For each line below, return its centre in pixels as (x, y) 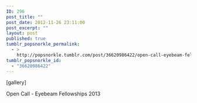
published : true (26, 39)
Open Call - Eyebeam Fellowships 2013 (53, 94)
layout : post (22, 33)
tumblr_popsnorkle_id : (34, 60)
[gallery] (16, 83)
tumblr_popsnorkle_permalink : (43, 44)
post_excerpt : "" (27, 28)
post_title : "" (25, 17)
